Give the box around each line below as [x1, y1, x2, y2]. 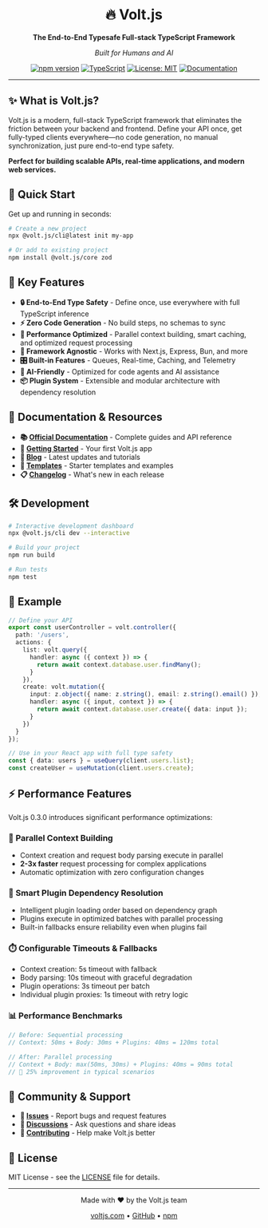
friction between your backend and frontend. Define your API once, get [8, 124, 242, 133]
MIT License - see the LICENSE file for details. [8, 1172, 160, 1182]
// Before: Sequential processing [8, 1032, 124, 1040]
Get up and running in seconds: [8, 209, 112, 219]
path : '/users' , [15, 631, 69, 640]
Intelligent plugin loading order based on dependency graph [19, 905, 218, 915]
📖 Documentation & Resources [8, 410, 163, 424]
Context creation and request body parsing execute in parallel [19, 850, 223, 860]
